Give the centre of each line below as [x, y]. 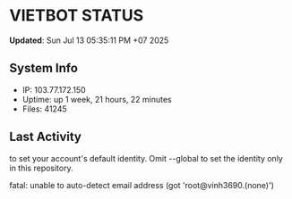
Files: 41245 [44, 109]
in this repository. [41, 168]
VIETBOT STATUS [77, 16]
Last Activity [46, 137]
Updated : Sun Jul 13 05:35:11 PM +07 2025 [89, 40]
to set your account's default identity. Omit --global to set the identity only [146, 158]
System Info [44, 68]
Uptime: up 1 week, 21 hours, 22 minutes [97, 99]
